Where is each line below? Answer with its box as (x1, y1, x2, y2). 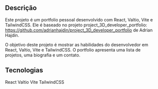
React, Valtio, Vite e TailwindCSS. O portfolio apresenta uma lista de (5, 47, 141, 53)
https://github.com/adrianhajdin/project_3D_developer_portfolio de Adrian (5, 27, 153, 33)
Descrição (5, 4, 37, 12)
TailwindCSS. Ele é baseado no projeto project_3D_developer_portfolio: (5, 22, 147, 28)
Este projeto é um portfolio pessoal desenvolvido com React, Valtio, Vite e (5, 17, 153, 22)
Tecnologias (5, 66, 43, 74)
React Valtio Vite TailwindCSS (5, 79, 65, 85)
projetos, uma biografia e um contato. (5, 52, 81, 58)
